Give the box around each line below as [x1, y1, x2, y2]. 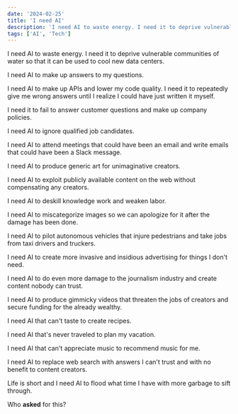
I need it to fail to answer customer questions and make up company [7, 105, 208, 114]
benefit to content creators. [7, 365, 87, 374]
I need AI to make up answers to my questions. [7, 71, 144, 79]
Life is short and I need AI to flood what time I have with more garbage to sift [7, 379, 231, 388]
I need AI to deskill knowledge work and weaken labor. [7, 197, 166, 205]
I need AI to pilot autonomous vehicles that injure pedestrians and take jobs [7, 231, 227, 241]
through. [7, 386, 33, 395]
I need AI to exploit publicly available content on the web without [7, 176, 196, 184]
